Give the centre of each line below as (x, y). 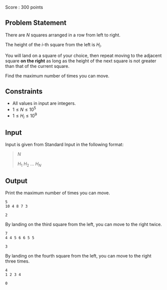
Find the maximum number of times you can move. (57, 76)
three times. (17, 261)
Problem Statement (36, 23)
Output (16, 181)
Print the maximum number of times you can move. (58, 193)
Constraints (24, 91)
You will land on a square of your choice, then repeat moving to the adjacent (83, 55)
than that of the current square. (37, 66)
